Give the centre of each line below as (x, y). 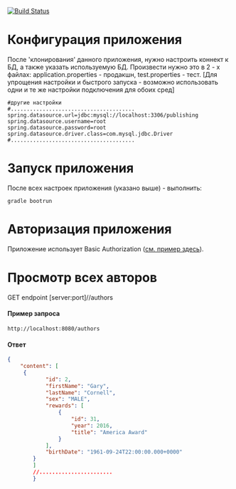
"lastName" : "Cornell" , (80, 393)
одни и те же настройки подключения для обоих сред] (91, 90)
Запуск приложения (70, 168)
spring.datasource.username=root (57, 121)
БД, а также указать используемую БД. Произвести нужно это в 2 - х (114, 67)
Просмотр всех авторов (82, 278)
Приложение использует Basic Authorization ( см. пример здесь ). (106, 248)
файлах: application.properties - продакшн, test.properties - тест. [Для (113, 74)
